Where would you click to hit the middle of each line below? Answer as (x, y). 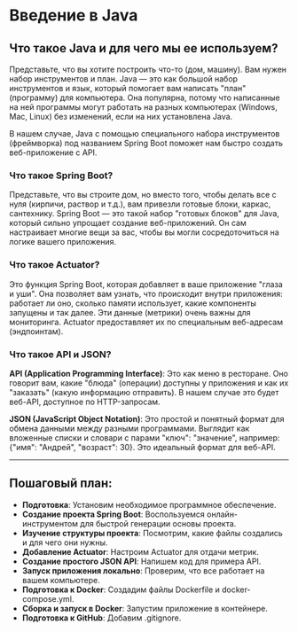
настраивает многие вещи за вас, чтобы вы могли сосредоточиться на (144, 232)
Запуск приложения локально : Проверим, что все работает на (143, 570)
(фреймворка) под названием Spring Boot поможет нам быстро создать (146, 143)
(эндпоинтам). (36, 331)
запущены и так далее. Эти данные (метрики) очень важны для (130, 312)
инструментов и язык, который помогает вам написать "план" (128, 88)
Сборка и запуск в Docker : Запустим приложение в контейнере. (145, 608)
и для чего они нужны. (65, 542)
